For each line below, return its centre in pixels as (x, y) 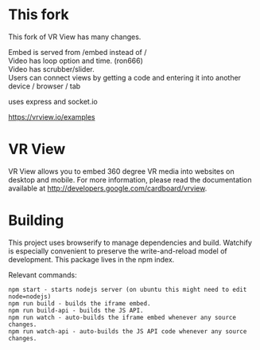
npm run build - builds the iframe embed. (80, 303)
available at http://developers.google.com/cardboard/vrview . (108, 188)
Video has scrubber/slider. (52, 69)
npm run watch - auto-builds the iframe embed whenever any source (122, 317)
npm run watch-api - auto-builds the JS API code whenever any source (128, 331)
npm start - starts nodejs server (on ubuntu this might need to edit (128, 289)
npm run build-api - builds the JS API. (76, 310)
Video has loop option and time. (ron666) (76, 61)
